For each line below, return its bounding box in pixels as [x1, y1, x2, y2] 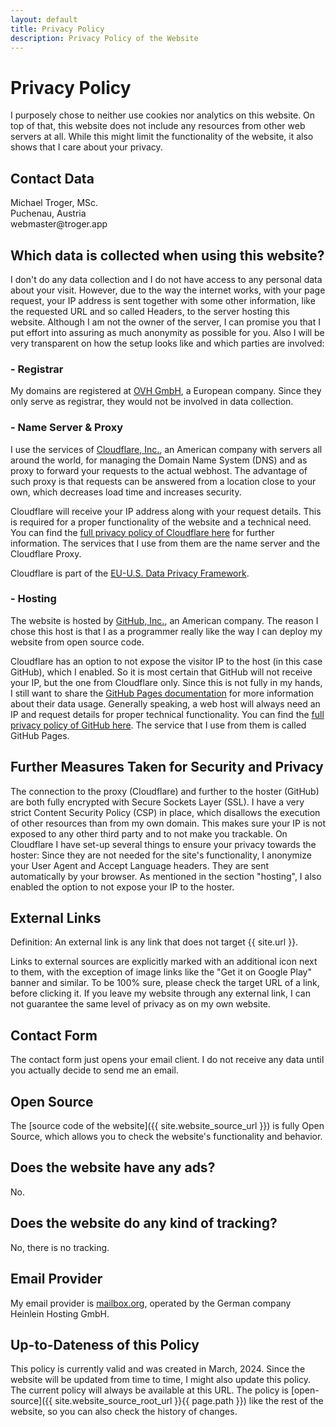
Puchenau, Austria [10, 207, 87, 220]
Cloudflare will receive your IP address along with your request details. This [10, 505, 322, 517]
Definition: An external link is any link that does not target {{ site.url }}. [10, 936, 299, 948]
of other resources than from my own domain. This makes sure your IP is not [10, 817, 326, 829]
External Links [10, 910, 102, 927]
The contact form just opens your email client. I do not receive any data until [10, 1054, 325, 1066]
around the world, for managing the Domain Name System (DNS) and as [10, 454, 308, 466]
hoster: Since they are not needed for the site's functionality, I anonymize [10, 849, 312, 861]
